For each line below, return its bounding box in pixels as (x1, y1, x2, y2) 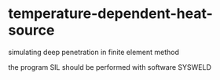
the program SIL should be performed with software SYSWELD (8, 62, 212, 71)
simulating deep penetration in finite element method (8, 47, 179, 56)
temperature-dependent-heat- (8, 5, 214, 23)
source (8, 21, 55, 39)
